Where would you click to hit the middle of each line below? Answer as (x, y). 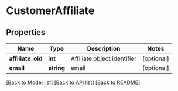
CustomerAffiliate (50, 11)
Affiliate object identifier (104, 58)
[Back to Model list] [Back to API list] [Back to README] (73, 82)
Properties (26, 32)
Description (104, 49)
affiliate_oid (26, 58)
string (57, 68)
